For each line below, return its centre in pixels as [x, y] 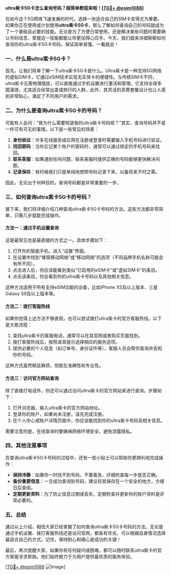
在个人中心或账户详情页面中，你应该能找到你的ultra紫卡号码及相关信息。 [89, 420]
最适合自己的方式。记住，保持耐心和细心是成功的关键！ [63, 539]
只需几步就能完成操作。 [39, 215]
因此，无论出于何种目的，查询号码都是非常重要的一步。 [63, 182]
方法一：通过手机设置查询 [32, 228]
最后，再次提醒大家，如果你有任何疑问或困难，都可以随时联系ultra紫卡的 [81, 550]
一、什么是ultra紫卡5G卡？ [38, 59]
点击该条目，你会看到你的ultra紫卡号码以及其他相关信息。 [73, 276]
